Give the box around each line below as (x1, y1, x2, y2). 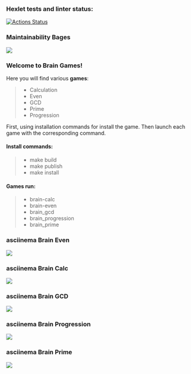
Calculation (29, 86, 58, 93)
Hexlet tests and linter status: (6, 5, 93, 13)
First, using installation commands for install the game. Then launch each (6, 123, 186, 130)
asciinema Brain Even (6, 236, 70, 244)
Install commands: (6, 143, 54, 150)
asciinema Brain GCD (6, 292, 68, 300)
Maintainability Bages (6, 33, 71, 42)
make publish (29, 163, 63, 170)
